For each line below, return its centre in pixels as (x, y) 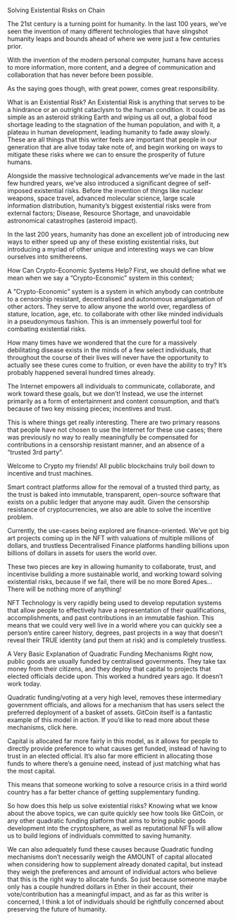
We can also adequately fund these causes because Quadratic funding (110, 849)
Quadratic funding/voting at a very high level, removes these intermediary (114, 697)
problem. (20, 517)
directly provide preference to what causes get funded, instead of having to (117, 748)
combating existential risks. (47, 329)
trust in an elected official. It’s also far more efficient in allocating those (110, 756)
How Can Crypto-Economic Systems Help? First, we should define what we (117, 270)
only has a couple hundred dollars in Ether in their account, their (100, 887)
